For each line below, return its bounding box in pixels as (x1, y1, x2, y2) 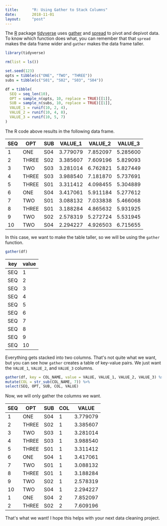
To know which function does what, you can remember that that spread (5, 35, 151, 41)
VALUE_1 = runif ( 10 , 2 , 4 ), (9, 105, 68, 110)
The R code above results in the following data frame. (5, 128, 115, 134)
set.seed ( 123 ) (5, 68, 35, 74)
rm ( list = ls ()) (5, 59, 39, 65)
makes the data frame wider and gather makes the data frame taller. (5, 41, 145, 47)
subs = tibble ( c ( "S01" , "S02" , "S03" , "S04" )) (5, 78, 103, 83)
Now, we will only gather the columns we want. (5, 393, 101, 399)
